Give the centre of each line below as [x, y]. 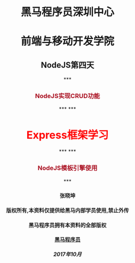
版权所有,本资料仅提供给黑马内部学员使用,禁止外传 [67, 210]
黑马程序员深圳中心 [67, 12]
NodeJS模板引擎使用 [67, 168]
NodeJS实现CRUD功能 [67, 96]
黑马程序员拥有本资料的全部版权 [67, 225]
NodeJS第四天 [67, 65]
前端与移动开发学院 [67, 41]
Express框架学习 [67, 135]
